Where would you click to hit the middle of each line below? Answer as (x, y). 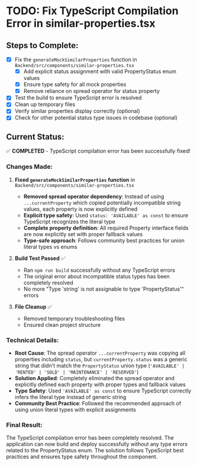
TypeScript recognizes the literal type (69, 221)
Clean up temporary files (45, 104)
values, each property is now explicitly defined (80, 209)
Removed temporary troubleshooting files (74, 319)
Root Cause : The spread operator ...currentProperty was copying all (100, 353)
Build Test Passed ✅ (40, 258)
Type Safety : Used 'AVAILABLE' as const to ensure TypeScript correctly (103, 391)
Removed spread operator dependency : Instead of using (94, 196)
